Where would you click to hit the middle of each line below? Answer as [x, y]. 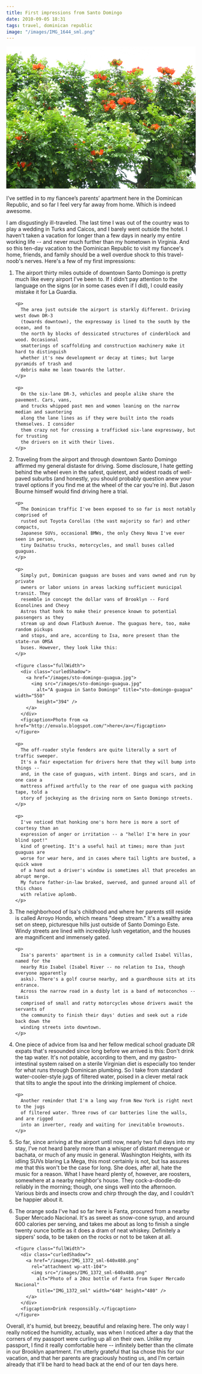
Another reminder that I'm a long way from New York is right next [107, 1101]
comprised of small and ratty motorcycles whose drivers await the [107, 1003]
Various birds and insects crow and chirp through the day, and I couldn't [104, 1193]
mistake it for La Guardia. [46, 292]
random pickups [34, 630]
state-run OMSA [34, 642]
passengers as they [39, 618]
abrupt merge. [32, 877]
